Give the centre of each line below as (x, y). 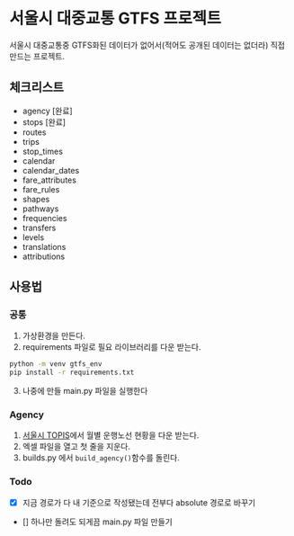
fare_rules (41, 189)
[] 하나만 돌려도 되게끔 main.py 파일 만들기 (97, 522)
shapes (36, 199)
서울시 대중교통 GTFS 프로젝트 (116, 18)
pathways (40, 209)
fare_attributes (49, 180)
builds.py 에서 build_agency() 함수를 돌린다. (101, 458)
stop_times (42, 151)
